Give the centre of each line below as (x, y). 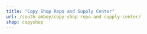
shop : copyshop (25, 22)
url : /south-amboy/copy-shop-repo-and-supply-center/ (74, 17)
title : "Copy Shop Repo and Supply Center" (61, 11)
